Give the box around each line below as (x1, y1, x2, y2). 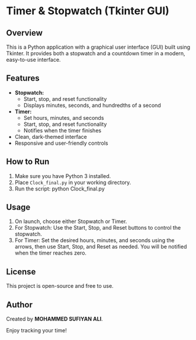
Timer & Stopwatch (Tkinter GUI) (6, 4, 170, 18)
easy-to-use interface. (6, 56, 61, 63)
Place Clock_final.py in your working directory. (14, 179, 131, 186)
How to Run (6, 157, 50, 167)
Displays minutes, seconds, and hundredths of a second (23, 101, 161, 109)
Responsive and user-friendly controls (14, 139, 108, 147)
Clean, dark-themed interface (14, 133, 87, 140)
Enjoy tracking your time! (6, 327, 67, 334)
